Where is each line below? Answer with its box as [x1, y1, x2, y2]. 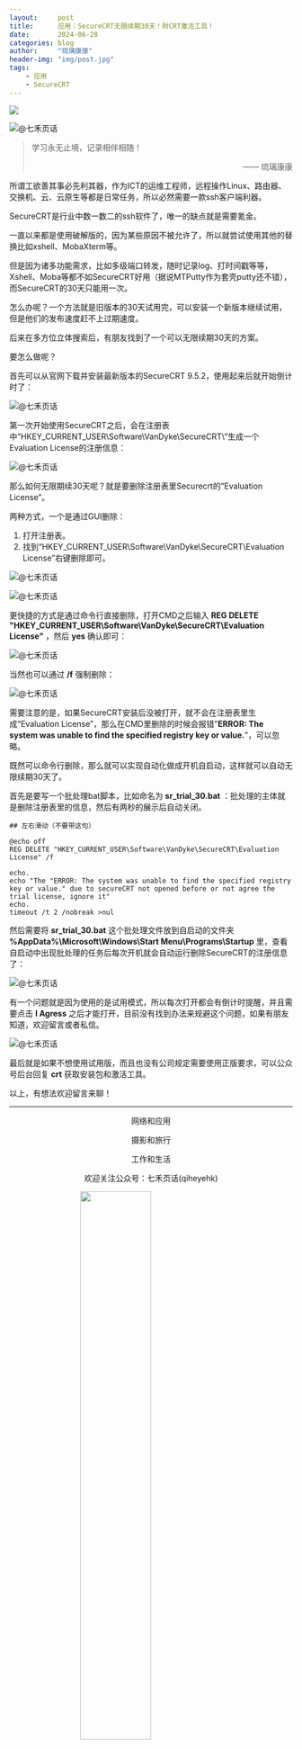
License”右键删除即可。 [22, 552, 111, 563]
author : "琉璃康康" [9, 47, 93, 56]
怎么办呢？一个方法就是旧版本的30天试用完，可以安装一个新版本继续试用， [9, 301, 288, 312]
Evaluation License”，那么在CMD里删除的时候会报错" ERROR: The [21, 718, 264, 729]
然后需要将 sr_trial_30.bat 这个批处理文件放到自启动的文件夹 [9, 924, 235, 936]
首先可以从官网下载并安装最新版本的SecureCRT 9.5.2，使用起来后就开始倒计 [9, 370, 293, 381]
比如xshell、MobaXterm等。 [16, 240, 122, 252]
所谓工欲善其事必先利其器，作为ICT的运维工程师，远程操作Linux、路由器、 [9, 180, 287, 191]
